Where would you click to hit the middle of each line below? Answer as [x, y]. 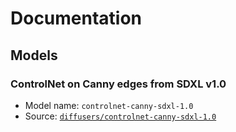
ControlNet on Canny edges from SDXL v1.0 [118, 84]
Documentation [76, 18]
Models [34, 55]
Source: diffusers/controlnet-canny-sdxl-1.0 [120, 116]
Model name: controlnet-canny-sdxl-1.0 [109, 105]
